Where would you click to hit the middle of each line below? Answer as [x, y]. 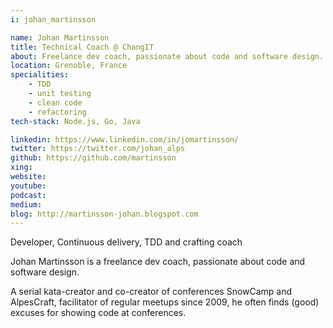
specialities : [40, 75]
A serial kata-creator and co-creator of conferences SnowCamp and [151, 292]
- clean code [55, 102]
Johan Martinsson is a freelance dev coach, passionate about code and [158, 262]
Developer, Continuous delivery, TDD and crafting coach [126, 242]
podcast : [28, 195]
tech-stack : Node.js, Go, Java [75, 121]
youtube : [28, 186]
